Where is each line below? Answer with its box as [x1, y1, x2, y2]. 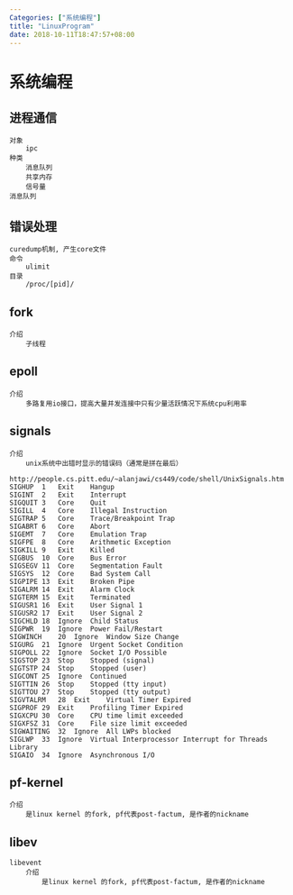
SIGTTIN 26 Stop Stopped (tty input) [9, 680, 168, 689]
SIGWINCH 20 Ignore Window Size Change [9, 632, 179, 641]
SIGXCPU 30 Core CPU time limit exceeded [9, 711, 183, 720]
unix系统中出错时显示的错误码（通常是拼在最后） [25, 459, 183, 468]
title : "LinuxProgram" [9, 22, 95, 31]
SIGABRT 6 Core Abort [9, 522, 111, 531]
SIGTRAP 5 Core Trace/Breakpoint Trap [9, 514, 176, 523]
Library [9, 743, 39, 752]
